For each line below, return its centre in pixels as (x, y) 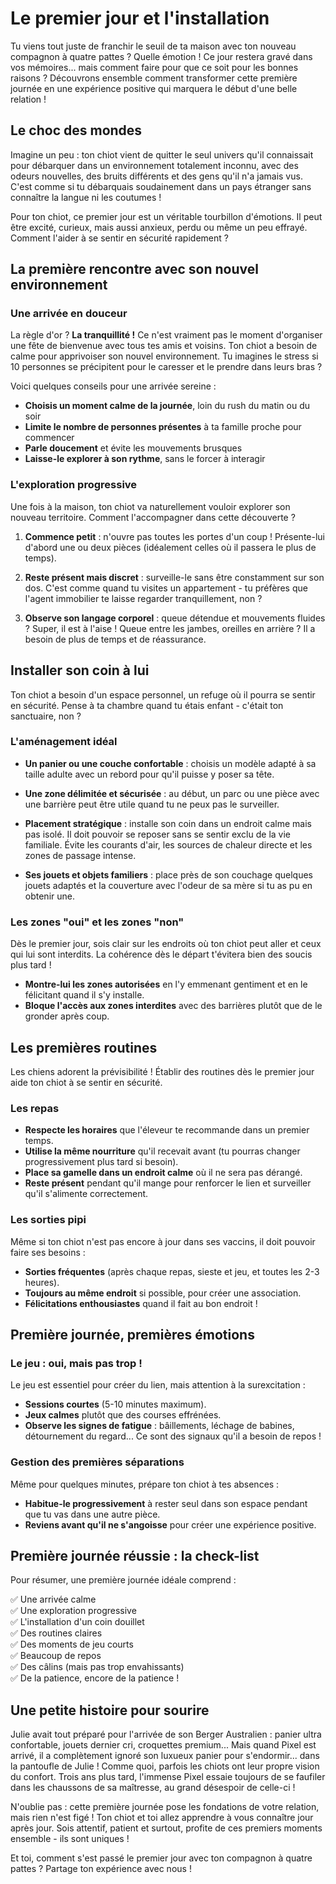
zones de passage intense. (80, 855)
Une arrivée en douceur (69, 314)
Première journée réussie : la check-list (135, 1555)
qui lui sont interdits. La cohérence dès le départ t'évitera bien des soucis (161, 954)
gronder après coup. (67, 1016)
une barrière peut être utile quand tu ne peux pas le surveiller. (152, 804)
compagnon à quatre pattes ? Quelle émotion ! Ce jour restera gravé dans (161, 56)
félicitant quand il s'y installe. (84, 995)
